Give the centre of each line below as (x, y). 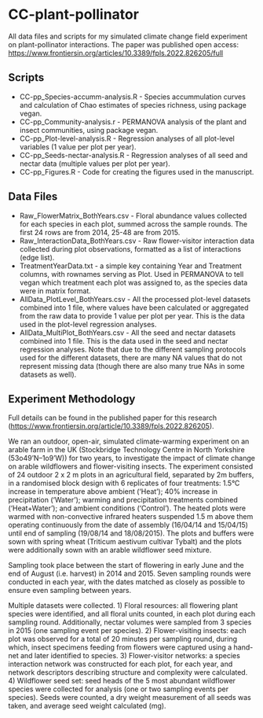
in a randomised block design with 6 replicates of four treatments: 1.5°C (124, 483)
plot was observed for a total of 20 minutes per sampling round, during (123, 639)
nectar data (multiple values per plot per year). (95, 164)
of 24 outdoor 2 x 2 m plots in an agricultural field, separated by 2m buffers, (131, 475)
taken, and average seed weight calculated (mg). (87, 706)
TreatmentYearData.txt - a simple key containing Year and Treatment (130, 266)
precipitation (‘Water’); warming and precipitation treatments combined (123, 500)
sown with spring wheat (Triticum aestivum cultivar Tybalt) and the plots (125, 542)
